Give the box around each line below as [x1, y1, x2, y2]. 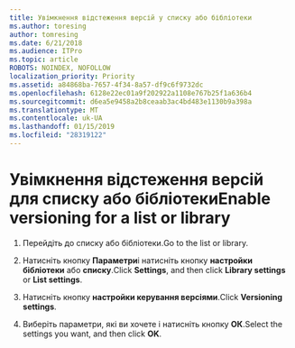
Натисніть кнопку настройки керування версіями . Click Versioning [22, 291, 282, 302]
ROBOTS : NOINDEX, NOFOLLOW [9, 64, 111, 73]
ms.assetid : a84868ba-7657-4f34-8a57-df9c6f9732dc [9, 80, 204, 89]
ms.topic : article [9, 55, 78, 64]
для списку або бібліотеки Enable [9, 188, 271, 209]
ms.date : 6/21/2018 [9, 38, 83, 48]
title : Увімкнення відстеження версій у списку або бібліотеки [9, 13, 253, 23]
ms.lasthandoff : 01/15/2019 [9, 123, 115, 132]
